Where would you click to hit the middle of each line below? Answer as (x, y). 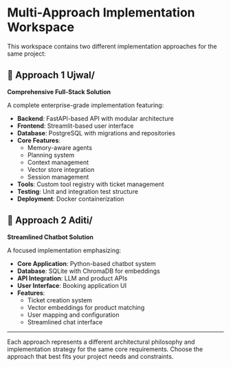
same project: (26, 54)
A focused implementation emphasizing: (64, 250)
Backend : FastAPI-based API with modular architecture (95, 118)
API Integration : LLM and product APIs (72, 278)
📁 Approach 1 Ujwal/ (51, 75)
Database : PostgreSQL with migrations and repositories (96, 133)
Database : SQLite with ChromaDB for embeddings (88, 271)
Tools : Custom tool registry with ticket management (90, 184)
